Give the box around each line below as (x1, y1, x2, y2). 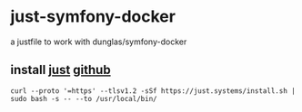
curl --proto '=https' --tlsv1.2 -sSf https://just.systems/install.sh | (10, 86, 297, 96)
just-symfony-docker (10, 6, 176, 27)
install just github (10, 62, 112, 78)
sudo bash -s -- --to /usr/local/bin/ (10, 94, 157, 103)
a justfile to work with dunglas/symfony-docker (10, 36, 187, 47)
